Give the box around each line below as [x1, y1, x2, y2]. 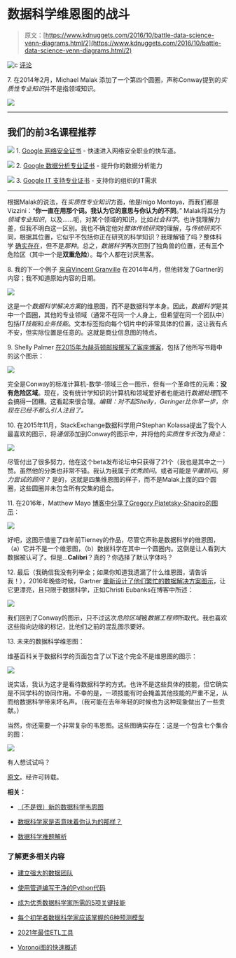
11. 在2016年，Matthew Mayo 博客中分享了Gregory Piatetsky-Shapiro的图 [7, 499, 218, 507]
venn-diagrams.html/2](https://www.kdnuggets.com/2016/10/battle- [24, 39, 222, 47]
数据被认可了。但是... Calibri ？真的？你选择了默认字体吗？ [7, 553, 174, 561]
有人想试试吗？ [7, 758, 50, 766]
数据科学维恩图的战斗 [7, 6, 131, 22]
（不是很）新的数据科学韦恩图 [17, 803, 104, 811]
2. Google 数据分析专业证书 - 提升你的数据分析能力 [15, 161, 163, 169]
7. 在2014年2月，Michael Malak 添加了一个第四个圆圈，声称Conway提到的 [7, 75, 221, 84]
